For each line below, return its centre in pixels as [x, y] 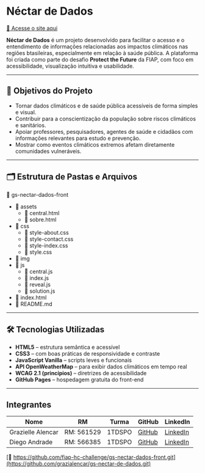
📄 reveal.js [37, 284]
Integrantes [29, 405]
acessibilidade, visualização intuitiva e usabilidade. [70, 66]
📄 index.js [37, 278]
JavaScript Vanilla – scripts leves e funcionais [74, 360]
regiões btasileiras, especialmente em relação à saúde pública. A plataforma [102, 53]
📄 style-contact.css [49, 239]
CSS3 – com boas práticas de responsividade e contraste [88, 354]
